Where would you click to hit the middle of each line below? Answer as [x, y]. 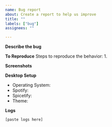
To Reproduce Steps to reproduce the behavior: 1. [56, 56]
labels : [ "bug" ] [22, 24]
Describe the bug [23, 47]
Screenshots [19, 66]
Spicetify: [22, 96]
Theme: [20, 101]
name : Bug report [23, 10]
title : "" [15, 19]
